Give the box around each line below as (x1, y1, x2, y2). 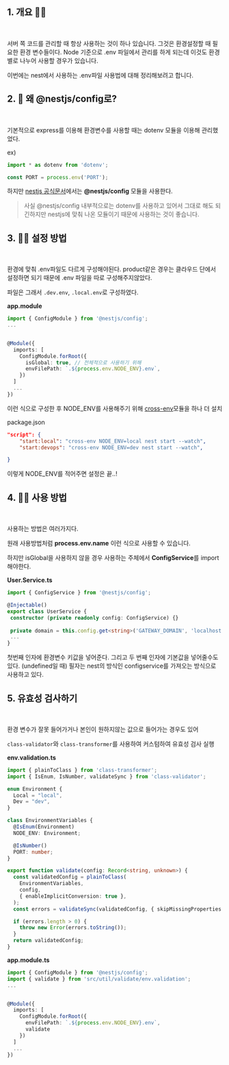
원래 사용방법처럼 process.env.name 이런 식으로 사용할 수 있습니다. (7, 539, 191, 548)
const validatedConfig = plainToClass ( (13, 874, 127, 880)
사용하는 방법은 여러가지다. (7, 524, 79, 533)
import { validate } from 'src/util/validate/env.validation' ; (7, 975, 191, 983)
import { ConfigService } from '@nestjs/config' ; (7, 589, 152, 596)
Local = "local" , (13, 792, 63, 799)
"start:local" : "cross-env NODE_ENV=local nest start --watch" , (19, 438, 206, 445)
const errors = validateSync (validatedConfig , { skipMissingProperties (13, 905, 222, 913)
